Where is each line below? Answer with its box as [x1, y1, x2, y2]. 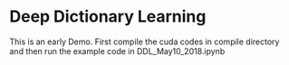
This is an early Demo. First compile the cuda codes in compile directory [9, 36, 280, 47]
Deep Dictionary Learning [9, 6, 207, 27]
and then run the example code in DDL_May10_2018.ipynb [9, 45, 226, 56]
